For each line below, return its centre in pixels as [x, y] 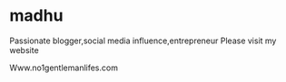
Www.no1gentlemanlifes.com [64, 68]
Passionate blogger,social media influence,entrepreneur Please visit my [143, 41]
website [24, 50]
